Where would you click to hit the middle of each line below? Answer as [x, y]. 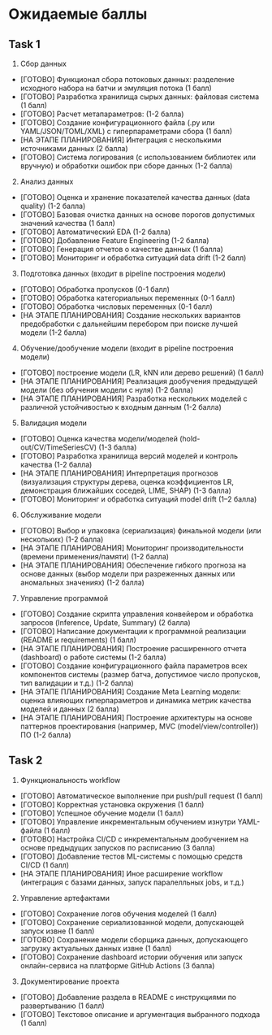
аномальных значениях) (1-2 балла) [82, 583]
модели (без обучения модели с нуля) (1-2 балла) [106, 390]
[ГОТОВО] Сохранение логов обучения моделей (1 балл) [119, 913]
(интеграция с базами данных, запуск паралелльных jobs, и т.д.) [132, 882]
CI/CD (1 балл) [45, 865]
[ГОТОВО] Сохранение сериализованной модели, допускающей [132, 922]
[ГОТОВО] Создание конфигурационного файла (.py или [117, 122]
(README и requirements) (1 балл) [78, 640]
